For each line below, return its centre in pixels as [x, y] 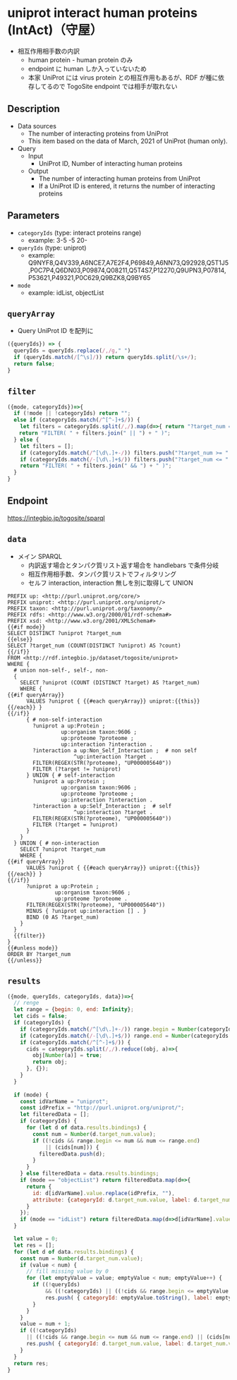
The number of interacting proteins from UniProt [98, 133]
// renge [26, 1003]
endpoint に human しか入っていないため [87, 68]
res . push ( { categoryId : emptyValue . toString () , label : [129, 1297]
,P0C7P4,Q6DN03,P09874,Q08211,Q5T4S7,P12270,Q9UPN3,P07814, [127, 270]
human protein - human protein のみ [80, 60]
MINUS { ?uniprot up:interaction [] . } [86, 911]
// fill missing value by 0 [67, 1271]
